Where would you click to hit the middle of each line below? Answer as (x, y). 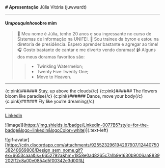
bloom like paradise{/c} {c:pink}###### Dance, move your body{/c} (74, 96)
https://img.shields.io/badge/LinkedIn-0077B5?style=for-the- (87, 125)
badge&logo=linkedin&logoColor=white (45, 130)
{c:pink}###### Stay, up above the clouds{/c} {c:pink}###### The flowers (81, 91)
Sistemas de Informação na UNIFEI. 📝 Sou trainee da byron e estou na (88, 39)
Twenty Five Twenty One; (63, 72)
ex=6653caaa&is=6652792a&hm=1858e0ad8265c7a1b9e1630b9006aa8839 (82, 155)
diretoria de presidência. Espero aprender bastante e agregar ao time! (88, 44)
